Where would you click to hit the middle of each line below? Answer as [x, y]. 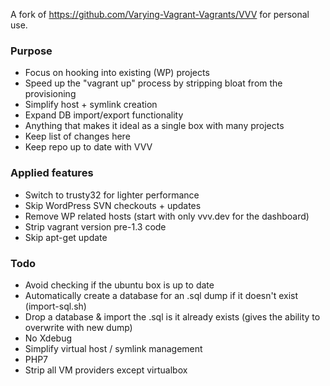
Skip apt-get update [66, 237]
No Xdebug [48, 338]
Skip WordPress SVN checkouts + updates [113, 205]
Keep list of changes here [77, 136]
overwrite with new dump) [78, 327]
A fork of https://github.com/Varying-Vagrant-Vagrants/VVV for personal [160, 14]
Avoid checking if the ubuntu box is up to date [119, 285]
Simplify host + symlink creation [91, 105]
